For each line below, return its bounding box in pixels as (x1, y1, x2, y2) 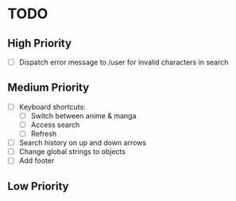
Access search (30, 120, 80, 129)
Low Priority (7, 180, 69, 193)
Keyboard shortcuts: (18, 102, 87, 111)
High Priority (7, 37, 72, 50)
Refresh (30, 129, 57, 139)
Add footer (18, 156, 55, 165)
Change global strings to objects (18, 147, 126, 157)
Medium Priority (7, 81, 90, 95)
